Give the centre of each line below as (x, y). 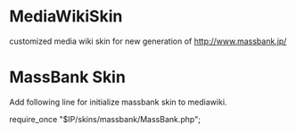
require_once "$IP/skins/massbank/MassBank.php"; (105, 119)
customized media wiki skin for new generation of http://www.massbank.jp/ (148, 41)
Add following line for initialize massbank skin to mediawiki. (118, 102)
